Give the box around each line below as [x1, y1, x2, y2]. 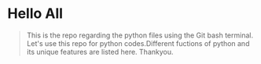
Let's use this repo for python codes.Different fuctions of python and [26, 38, 250, 48]
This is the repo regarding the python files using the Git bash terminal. [26, 30, 253, 40]
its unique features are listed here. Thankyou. [26, 47, 174, 56]
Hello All [7, 5, 64, 23]
